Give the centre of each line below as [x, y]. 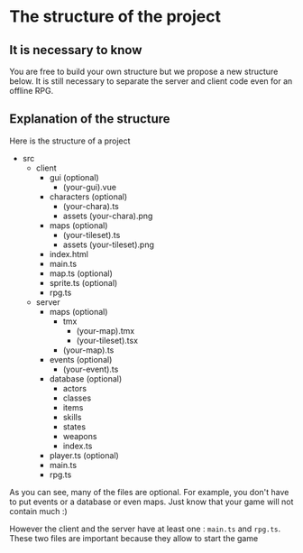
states [74, 427]
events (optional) [81, 359]
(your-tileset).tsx [107, 340]
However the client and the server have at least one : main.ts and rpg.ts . [145, 529]
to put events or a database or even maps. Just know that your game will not [151, 502]
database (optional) [86, 378]
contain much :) [38, 511]
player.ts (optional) [84, 455]
